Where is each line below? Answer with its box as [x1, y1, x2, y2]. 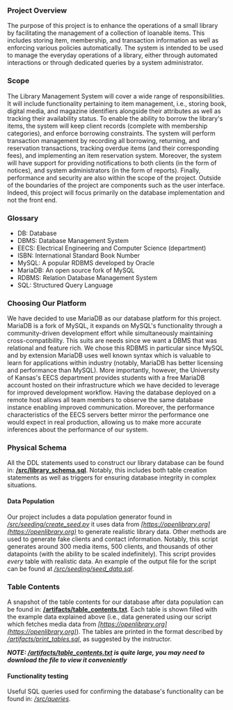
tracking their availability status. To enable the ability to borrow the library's [7, 114, 223, 122]
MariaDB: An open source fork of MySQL [17, 266, 135, 274]
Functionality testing [7, 672, 69, 680]
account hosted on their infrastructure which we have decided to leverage [7, 381, 220, 390]
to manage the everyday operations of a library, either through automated [7, 51, 218, 59]
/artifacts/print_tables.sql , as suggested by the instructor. [7, 635, 172, 643]
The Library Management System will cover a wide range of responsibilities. [7, 91, 225, 100]
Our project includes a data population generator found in [7, 512, 172, 521]
